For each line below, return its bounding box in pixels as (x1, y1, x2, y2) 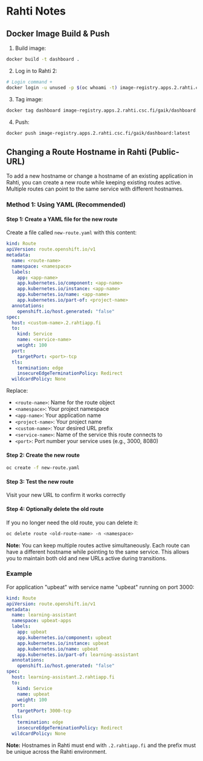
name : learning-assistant (11, 612, 77, 618)
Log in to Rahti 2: (14, 67, 57, 74)
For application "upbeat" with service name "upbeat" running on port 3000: (6, 583, 195, 590)
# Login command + (6, 79, 53, 85)
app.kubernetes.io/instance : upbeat (17, 640, 110, 646)
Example (6, 569, 33, 578)
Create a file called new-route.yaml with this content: (6, 229, 137, 236)
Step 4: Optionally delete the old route (6, 506, 104, 513)
